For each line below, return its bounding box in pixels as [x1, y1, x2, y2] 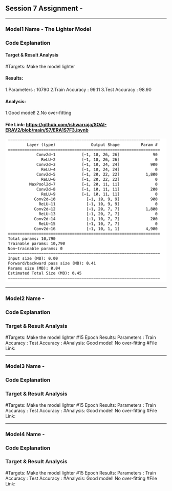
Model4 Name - [5, 430, 45, 438]
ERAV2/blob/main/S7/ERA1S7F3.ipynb [5, 127, 89, 133]
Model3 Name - [5, 363, 45, 370]
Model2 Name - [5, 295, 45, 302]
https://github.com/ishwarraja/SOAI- [26, 121, 107, 127]
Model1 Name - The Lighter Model [5, 25, 91, 32]
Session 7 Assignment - [5, 4, 83, 13]
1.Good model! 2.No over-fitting [5, 110, 72, 116]
